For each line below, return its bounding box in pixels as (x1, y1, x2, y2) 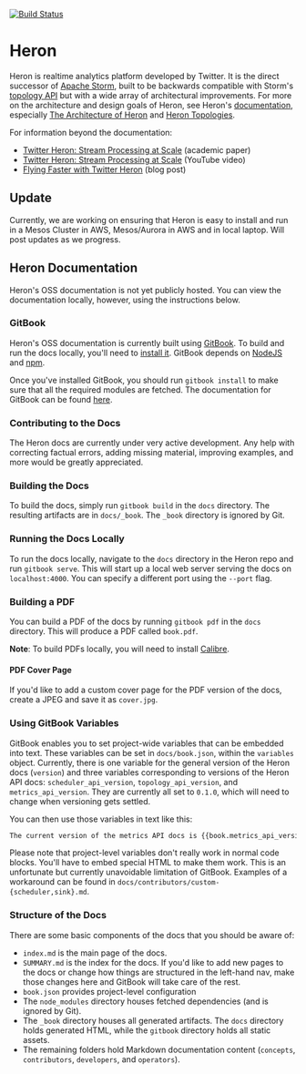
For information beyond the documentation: (9, 127, 173, 138)
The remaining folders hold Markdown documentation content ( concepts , (22, 1044, 296, 1055)
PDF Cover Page (9, 664, 73, 675)
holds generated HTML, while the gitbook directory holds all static (22, 1025, 271, 1036)
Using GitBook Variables (9, 717, 120, 730)
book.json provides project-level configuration (22, 986, 197, 997)
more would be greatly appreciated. (9, 456, 144, 468)
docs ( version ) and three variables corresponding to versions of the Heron (9, 766, 290, 778)
